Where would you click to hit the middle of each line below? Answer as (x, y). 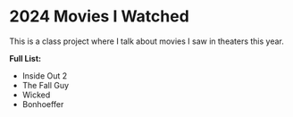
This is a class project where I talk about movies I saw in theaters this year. (146, 41)
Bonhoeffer (43, 104)
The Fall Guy (46, 85)
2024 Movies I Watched (99, 17)
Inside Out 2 (45, 75)
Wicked (36, 95)
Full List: (25, 58)
